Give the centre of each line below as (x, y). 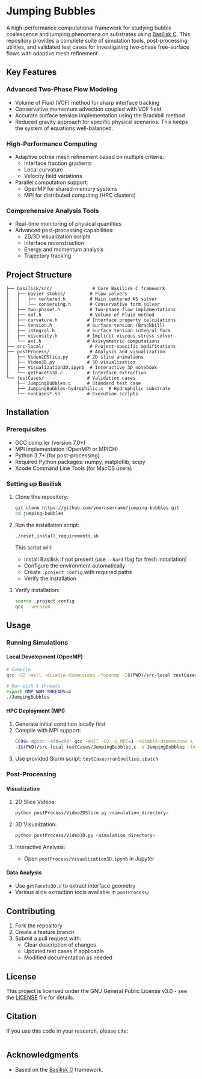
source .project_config (45, 601)
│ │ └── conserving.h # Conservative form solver (83, 305)
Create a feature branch (44, 932)
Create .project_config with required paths (78, 572)
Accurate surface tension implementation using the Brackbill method (100, 115)
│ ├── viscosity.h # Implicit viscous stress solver (90, 336)
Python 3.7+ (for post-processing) (57, 455)
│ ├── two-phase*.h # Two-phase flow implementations (91, 310)
